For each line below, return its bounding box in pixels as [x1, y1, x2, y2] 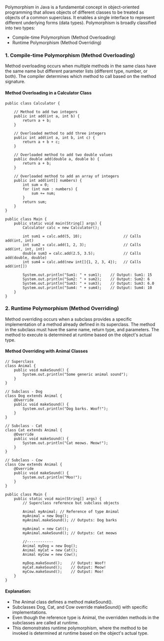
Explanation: [5, 588, 32, 594]
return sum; [23, 199, 47, 204]
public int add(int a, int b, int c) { [14, 135, 95, 140]
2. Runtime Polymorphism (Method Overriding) [5, 305, 119, 312]
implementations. [12, 610, 47, 616]
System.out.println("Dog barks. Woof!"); [23, 406, 109, 411]
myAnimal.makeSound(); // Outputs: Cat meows [23, 531, 117, 536]
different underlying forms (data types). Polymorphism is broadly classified [5, 20, 157, 25]
